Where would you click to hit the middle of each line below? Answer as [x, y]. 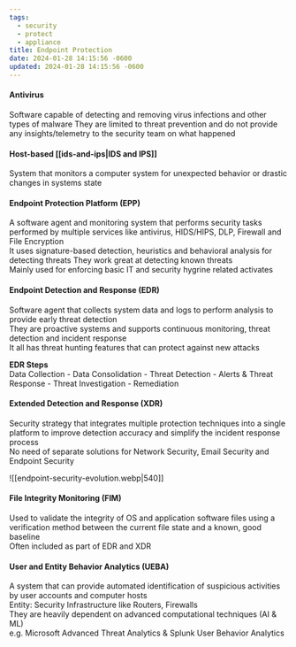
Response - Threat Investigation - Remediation [94, 383]
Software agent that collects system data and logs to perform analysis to [141, 310]
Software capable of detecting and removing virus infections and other [138, 115]
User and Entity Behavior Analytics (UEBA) [89, 566]
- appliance [39, 42]
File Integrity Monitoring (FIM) [65, 498]
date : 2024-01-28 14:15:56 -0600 [71, 58]
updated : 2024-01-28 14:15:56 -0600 [76, 67]
